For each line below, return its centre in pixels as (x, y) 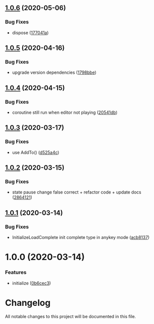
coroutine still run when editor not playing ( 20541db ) (65, 112)
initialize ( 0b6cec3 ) (31, 283)
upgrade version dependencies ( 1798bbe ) (54, 72)
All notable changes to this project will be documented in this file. (71, 316)
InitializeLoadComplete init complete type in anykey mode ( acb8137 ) (81, 238)
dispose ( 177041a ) (30, 32)
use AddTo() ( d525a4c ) (36, 152)
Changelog (28, 303)
